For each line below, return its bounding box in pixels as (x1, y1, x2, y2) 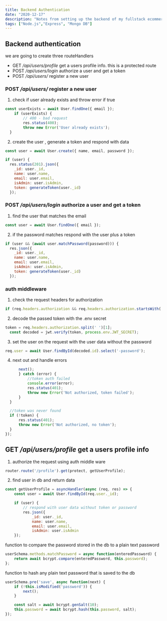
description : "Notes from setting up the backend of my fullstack (5, 16, 146, 21)
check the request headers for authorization (12, 297, 103, 303)
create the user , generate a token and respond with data (12, 139, 129, 145)
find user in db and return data (12, 477, 76, 483)
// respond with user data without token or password (23, 505, 137, 510)
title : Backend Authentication (5, 7, 70, 12)
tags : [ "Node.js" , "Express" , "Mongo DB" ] (5, 21, 92, 26)
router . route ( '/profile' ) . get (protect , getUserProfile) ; (5, 468, 126, 473)
